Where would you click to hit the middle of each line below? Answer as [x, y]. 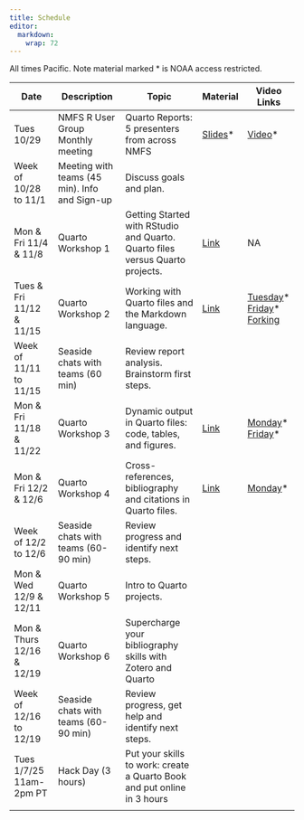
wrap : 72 [42, 43]
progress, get [154, 705]
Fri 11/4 [31, 243]
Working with [153, 292]
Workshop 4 [84, 494]
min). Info [78, 189]
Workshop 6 [84, 656]
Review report [155, 352]
